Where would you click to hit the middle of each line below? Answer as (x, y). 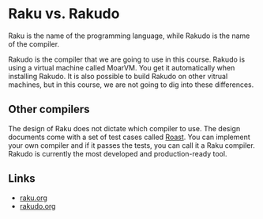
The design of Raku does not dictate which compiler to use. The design (124, 128)
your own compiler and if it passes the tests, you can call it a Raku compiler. (131, 145)
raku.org (33, 198)
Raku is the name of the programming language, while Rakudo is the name (129, 36)
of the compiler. (34, 43)
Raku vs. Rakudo (64, 14)
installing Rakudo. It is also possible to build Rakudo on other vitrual (118, 76)
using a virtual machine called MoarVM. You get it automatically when (122, 67)
